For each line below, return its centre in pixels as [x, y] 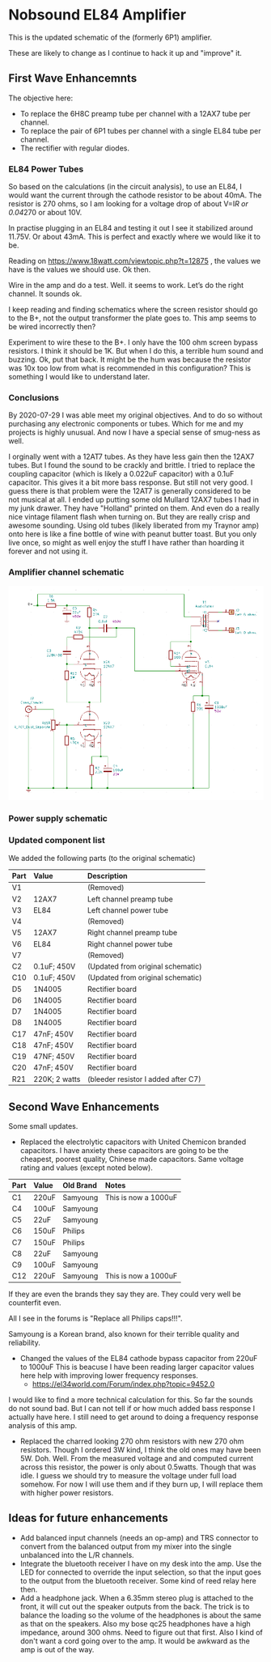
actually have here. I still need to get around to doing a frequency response [133, 1417]
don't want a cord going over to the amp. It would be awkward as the [135, 1641]
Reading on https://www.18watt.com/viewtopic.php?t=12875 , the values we [135, 261]
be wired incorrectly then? [52, 327]
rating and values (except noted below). [87, 1168]
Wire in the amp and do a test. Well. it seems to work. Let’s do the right [126, 286]
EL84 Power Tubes [46, 169]
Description [108, 876]
